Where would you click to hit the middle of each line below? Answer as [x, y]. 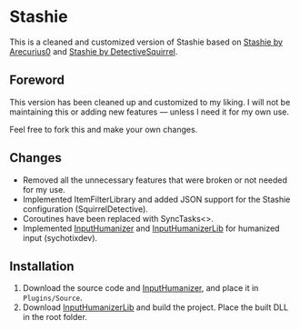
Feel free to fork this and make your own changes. [104, 129]
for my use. [44, 189]
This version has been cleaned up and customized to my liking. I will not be [150, 102]
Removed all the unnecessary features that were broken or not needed [155, 180]
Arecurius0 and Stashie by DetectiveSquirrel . [94, 51]
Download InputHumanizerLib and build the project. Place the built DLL [155, 307]
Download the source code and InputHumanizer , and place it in [140, 288]
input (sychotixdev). [60, 237]
